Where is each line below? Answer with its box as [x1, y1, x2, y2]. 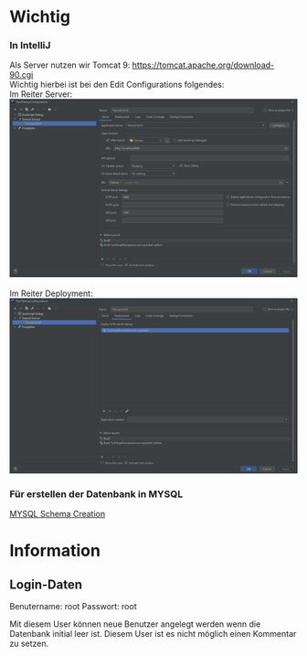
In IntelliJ [9, 39, 51, 52]
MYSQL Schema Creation [9, 508, 106, 519]
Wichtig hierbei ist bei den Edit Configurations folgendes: [9, 79, 225, 90]
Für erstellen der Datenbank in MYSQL [9, 487, 184, 500]
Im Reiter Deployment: [9, 288, 93, 299]
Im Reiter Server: [9, 89, 73, 100]
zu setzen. [9, 638, 49, 649]
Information [9, 541, 101, 561]
